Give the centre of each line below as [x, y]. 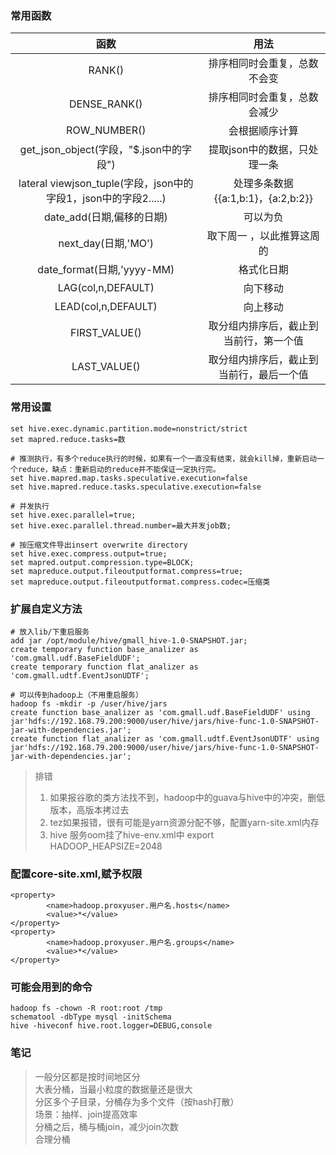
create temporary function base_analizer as [104, 649]
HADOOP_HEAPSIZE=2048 [106, 846]
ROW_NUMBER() [106, 130]
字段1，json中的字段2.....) [106, 199]
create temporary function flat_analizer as [104, 667]
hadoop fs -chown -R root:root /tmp [86, 1008]
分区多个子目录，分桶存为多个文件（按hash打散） [137, 1101]
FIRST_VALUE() [105, 333]
